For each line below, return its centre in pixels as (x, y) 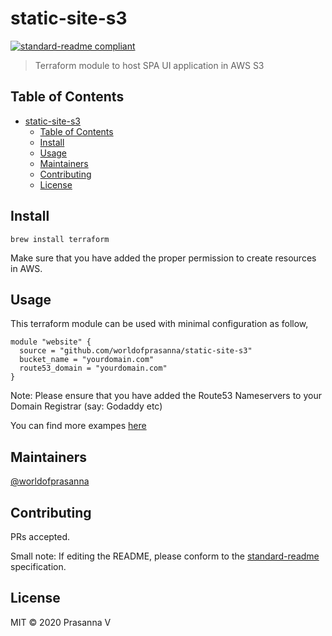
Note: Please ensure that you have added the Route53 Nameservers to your (166, 396)
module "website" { (51, 342)
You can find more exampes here (78, 426)
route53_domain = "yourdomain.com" (93, 368)
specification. (38, 566)
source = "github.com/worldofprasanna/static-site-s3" (136, 351)
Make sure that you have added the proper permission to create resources (163, 258)
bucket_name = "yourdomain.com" (87, 360)
